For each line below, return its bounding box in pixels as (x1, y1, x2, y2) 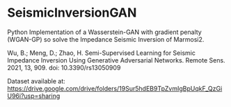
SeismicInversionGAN (7, 5, 137, 21)
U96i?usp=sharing (7, 92, 61, 100)
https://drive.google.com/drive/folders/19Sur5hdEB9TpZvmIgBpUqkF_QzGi (7, 84, 223, 92)
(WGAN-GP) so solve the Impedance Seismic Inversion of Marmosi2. (7, 35, 205, 43)
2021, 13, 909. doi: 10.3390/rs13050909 (7, 63, 121, 72)
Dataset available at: (7, 76, 66, 85)
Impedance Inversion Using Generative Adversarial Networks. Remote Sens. (7, 56, 225, 64)
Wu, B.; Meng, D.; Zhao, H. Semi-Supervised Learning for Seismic (7, 49, 196, 57)
